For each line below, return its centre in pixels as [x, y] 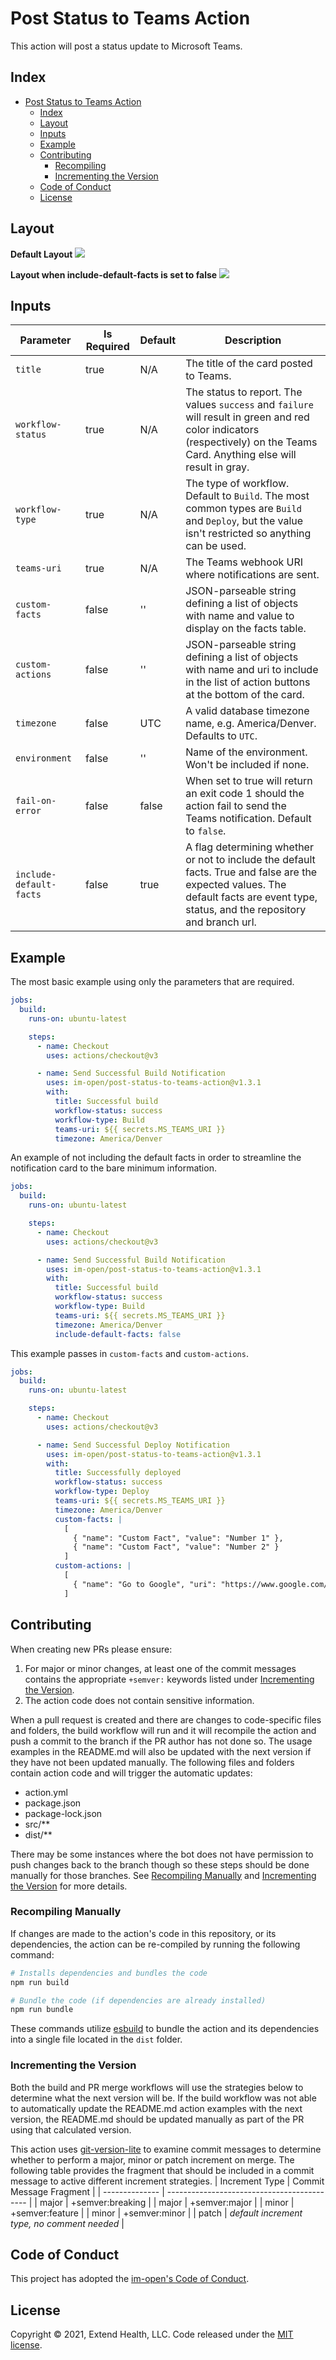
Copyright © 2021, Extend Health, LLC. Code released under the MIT [152, 2334]
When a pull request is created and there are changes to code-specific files [166, 1719]
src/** [37, 1824]
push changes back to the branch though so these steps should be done [160, 1864]
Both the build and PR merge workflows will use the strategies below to [157, 2087]
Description [253, 340]
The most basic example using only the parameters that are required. [152, 982]
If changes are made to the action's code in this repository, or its [143, 1933]
